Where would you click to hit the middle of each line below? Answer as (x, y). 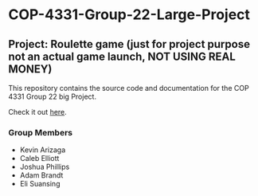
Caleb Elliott (39, 159)
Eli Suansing (40, 184)
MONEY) (30, 69)
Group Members (41, 132)
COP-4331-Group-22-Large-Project (129, 15)
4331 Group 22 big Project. (53, 96)
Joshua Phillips (45, 167)
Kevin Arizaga (43, 150)
